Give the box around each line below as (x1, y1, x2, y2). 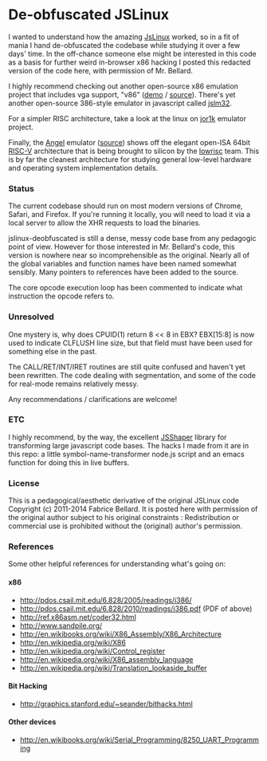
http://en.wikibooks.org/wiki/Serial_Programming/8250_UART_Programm (19, 735, 259, 745)
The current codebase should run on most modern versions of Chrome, (8, 201, 243, 211)
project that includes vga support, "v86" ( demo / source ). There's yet (8, 89, 236, 99)
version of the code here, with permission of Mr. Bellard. (8, 65, 193, 75)
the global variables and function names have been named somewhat (8, 259, 237, 269)
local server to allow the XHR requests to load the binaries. (8, 218, 201, 228)
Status (8, 183, 34, 194)
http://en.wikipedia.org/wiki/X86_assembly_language (19, 654, 194, 664)
